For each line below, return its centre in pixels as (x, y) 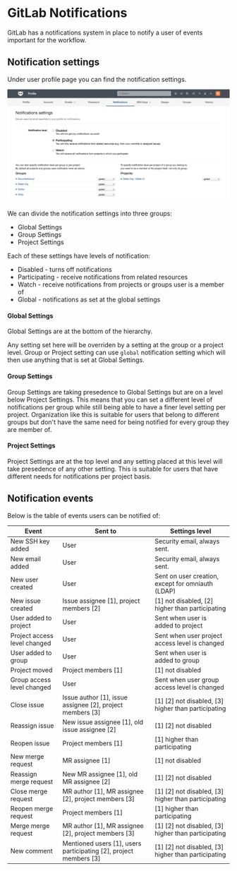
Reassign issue (32, 726)
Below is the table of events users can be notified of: (84, 515)
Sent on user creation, (187, 576)
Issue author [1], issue (95, 697)
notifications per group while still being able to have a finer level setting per (117, 407)
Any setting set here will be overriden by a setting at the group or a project (115, 345)
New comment (31, 851)
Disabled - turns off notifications (65, 270)
